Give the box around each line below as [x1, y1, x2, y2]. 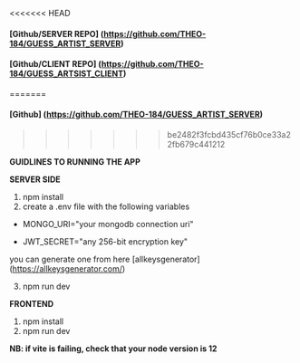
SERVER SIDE [9, 174, 61, 185]
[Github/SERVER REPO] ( [9, 28, 104, 39]
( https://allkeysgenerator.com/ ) [9, 263, 126, 274]
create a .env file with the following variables [22, 201, 190, 212]
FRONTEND [9, 299, 54, 309]
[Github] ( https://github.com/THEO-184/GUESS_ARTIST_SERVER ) [9, 109, 264, 120]
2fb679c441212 [167, 139, 226, 149]
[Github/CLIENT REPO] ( [9, 59, 102, 70]
